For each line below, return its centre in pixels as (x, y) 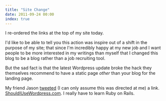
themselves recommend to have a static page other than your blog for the (80, 73)
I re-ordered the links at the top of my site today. (55, 33)
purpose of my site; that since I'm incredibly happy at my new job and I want (83, 48)
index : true (17, 19)
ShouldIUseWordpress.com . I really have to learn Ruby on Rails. (70, 93)
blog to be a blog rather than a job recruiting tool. (55, 58)
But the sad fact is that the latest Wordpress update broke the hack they (79, 68)
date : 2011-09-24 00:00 (30, 14)
